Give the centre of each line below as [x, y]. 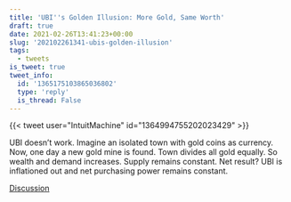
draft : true [31, 26]
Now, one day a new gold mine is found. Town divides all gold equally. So [143, 152]
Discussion [29, 189]
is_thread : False [49, 100]
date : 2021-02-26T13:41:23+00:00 [71, 34]
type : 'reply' [43, 92]
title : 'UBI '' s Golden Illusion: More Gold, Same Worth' [117, 17]
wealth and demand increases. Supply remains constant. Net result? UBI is [146, 162]
